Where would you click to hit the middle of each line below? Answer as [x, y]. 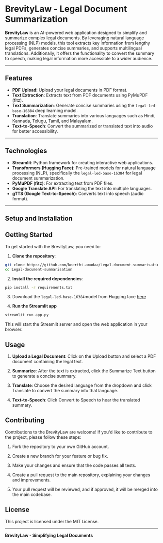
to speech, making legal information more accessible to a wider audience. [79, 58]
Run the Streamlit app [34, 306]
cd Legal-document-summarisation [39, 269]
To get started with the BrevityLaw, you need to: [53, 246]
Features [19, 78]
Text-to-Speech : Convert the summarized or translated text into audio [82, 126]
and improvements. [31, 480]
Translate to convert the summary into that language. [65, 391]
